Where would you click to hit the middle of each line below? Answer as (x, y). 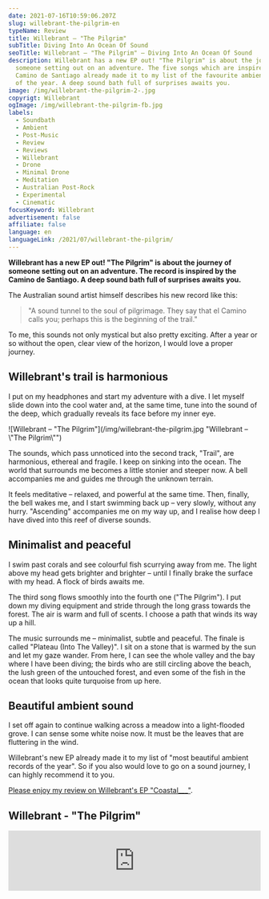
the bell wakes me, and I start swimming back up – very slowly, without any (132, 502)
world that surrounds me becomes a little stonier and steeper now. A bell (128, 470)
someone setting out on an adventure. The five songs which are (125, 68)
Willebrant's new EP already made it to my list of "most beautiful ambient (128, 758)
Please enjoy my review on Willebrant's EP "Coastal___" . (101, 791)
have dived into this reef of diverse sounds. (80, 519)
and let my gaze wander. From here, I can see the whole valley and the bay (132, 655)
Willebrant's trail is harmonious (88, 377)
